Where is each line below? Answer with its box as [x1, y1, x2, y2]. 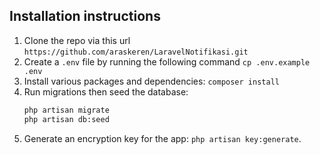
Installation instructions [9, 8, 161, 25]
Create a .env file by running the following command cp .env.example [23, 55, 311, 68]
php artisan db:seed [23, 114, 110, 124]
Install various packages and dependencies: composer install [23, 75, 280, 87]
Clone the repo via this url [23, 34, 131, 46]
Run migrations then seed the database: [23, 85, 189, 98]
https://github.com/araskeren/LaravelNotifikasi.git [23, 47, 249, 57]
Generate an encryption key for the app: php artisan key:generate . [23, 132, 302, 144]
